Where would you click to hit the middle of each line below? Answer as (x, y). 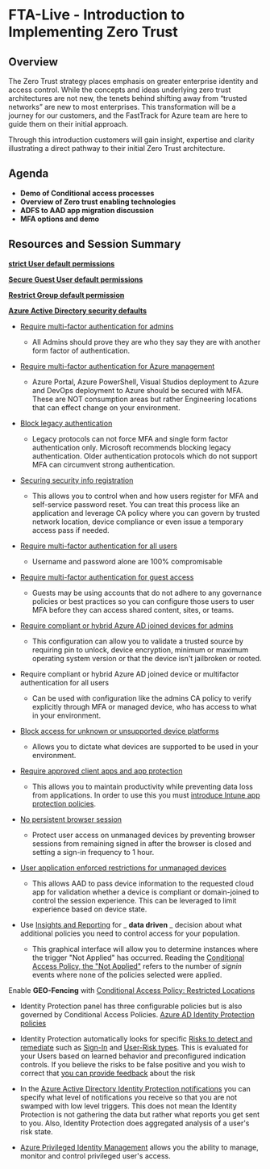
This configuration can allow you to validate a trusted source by (138, 641)
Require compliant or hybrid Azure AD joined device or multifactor (129, 674)
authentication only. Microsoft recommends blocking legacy (131, 447)
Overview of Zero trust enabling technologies (98, 201)
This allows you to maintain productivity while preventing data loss (143, 786)
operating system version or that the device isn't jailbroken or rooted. (147, 658)
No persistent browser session (71, 819)
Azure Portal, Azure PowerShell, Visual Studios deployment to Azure (145, 382)
